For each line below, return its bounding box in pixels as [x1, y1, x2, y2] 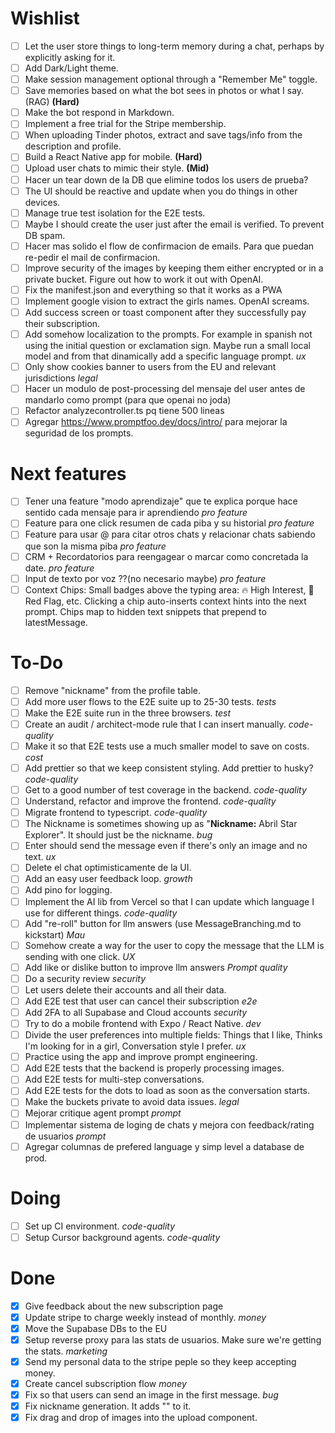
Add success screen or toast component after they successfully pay [24, 307, 307, 318]
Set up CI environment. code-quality [24, 1220, 176, 1232]
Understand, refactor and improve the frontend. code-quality [24, 795, 277, 807]
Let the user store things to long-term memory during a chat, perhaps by [24, 40, 325, 52]
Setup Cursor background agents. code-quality [24, 1231, 221, 1243]
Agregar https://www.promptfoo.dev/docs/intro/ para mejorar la [24, 416, 288, 428]
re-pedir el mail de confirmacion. [24, 251, 161, 263]
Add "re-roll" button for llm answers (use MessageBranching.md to [24, 917, 302, 929]
